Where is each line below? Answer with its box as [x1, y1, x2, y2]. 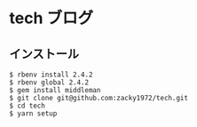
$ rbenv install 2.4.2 [9, 70, 93, 79]
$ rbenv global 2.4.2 [9, 78, 90, 87]
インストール [9, 46, 80, 61]
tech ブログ [9, 8, 94, 28]
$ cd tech [9, 101, 46, 110]
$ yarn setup [9, 109, 58, 118]
